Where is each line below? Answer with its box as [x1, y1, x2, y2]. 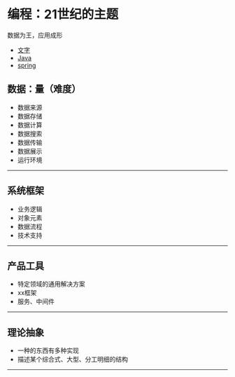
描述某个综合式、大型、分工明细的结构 [17, 355, 128, 364]
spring [17, 61, 36, 69]
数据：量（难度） [7, 83, 81, 95]
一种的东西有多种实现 [17, 346, 79, 355]
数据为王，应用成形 [7, 31, 63, 39]
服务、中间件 [17, 297, 55, 306]
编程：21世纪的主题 [7, 6, 119, 22]
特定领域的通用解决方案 [17, 280, 85, 288]
